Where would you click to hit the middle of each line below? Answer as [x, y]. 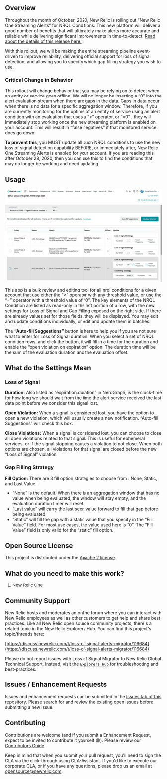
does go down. [20, 133]
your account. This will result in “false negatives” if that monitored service [81, 128]
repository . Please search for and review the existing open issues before [79, 702]
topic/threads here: [25, 634]
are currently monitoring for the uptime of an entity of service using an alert [83, 112]
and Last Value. [21, 483]
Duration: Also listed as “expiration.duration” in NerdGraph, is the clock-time [83, 393]
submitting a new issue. [29, 707]
